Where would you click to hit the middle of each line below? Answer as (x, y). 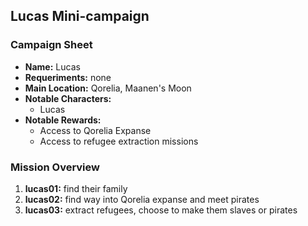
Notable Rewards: (63, 120)
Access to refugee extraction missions (119, 141)
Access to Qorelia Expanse (95, 130)
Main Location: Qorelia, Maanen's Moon (108, 88)
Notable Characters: (68, 98)
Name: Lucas (52, 66)
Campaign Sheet (51, 45)
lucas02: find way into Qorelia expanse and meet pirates (142, 199)
